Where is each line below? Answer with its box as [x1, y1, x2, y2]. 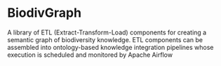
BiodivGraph [7, 5, 82, 21]
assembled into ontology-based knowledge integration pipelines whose [7, 43, 214, 51]
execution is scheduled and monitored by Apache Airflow [7, 51, 173, 59]
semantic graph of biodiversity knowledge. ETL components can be [7, 35, 203, 44]
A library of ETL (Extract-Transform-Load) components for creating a [7, 28, 207, 37]
